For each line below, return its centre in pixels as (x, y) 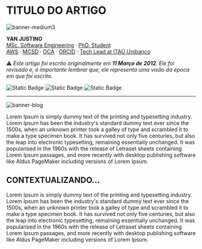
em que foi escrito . (29, 76)
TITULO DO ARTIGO (56, 11)
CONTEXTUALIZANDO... (53, 180)
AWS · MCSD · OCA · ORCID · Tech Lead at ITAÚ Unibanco (78, 51)
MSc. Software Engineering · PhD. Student (59, 45)
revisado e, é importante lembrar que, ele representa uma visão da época (98, 69)
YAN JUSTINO (24, 38)
